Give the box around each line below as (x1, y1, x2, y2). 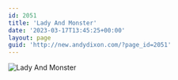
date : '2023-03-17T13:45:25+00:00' (8, 26, 126, 34)
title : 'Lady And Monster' (8, 19, 97, 27)
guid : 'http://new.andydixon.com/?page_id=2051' (8, 41, 172, 49)
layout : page (8, 33, 51, 42)
